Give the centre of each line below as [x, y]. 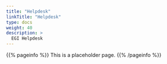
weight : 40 [19, 28]
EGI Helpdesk [27, 38]
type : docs [19, 22]
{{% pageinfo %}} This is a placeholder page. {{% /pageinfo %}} [84, 55]
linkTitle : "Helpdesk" [34, 17]
